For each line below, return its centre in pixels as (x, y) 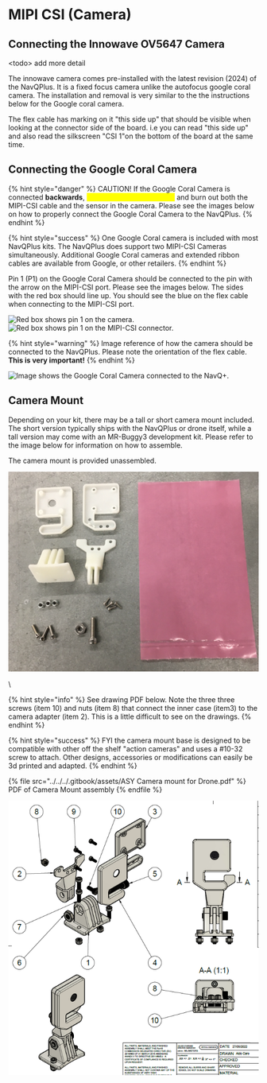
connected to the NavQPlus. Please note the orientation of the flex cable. (128, 351)
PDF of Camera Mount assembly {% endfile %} (85, 790)
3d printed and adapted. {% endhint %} (73, 766)
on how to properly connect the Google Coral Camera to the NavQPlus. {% (130, 214)
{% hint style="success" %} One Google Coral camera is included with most (133, 238)
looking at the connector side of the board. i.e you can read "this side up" (128, 128)
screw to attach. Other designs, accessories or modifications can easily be (130, 757)
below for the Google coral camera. (66, 104)
